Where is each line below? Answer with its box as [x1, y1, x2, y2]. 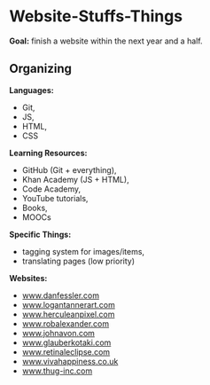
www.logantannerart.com [21, 299, 115, 310]
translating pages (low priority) [21, 255, 136, 266]
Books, [21, 202, 48, 213]
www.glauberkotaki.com [21, 337, 112, 348]
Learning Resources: [9, 147, 88, 158]
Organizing [9, 61, 73, 76]
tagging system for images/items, [21, 246, 144, 256]
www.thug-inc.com [21, 365, 93, 376]
